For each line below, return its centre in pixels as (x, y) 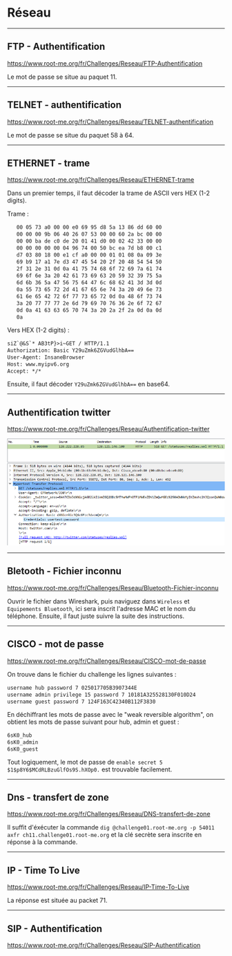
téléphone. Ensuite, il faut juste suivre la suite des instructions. (96, 616)
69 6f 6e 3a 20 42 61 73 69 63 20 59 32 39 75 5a (89, 276)
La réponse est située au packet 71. (57, 901)
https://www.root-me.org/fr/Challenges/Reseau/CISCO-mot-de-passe (107, 661)
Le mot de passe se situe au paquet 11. (62, 77)
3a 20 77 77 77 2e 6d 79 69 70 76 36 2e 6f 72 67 (89, 303)
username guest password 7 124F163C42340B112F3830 (81, 702)
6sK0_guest (23, 749)
